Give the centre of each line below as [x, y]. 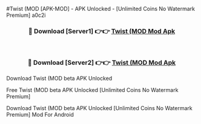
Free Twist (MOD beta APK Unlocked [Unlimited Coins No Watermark [92, 90]
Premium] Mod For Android [40, 114]
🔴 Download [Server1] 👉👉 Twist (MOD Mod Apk [102, 31]
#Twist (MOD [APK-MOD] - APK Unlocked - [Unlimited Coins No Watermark [101, 9]
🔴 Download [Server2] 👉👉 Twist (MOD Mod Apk [102, 63]
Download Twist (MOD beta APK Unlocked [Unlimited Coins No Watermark [99, 108]
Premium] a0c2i [26, 15]
